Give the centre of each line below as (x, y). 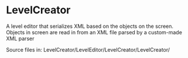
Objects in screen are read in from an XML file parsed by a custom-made (94, 32)
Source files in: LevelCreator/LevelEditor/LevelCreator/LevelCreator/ (88, 49)
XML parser (20, 38)
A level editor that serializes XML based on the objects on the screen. (90, 26)
